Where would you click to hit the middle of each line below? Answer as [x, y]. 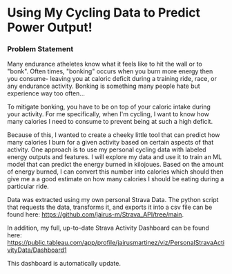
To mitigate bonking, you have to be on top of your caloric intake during [109, 107]
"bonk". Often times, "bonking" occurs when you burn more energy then [110, 71]
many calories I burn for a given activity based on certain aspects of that [110, 143]
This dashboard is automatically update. [64, 264]
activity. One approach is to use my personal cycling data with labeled [107, 149]
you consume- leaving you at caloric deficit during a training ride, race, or [112, 79]
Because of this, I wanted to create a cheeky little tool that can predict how [114, 135]
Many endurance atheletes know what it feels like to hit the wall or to [105, 64]
